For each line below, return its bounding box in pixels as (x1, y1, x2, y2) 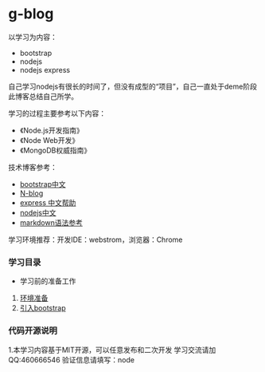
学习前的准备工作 (19, 276, 76, 286)
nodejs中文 (19, 208, 57, 217)
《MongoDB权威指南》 (19, 145, 92, 155)
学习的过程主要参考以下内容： (8, 109, 106, 118)
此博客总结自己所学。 (8, 91, 78, 101)
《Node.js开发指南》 (19, 125, 84, 135)
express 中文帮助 (19, 197, 76, 208)
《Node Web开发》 (19, 135, 80, 144)
